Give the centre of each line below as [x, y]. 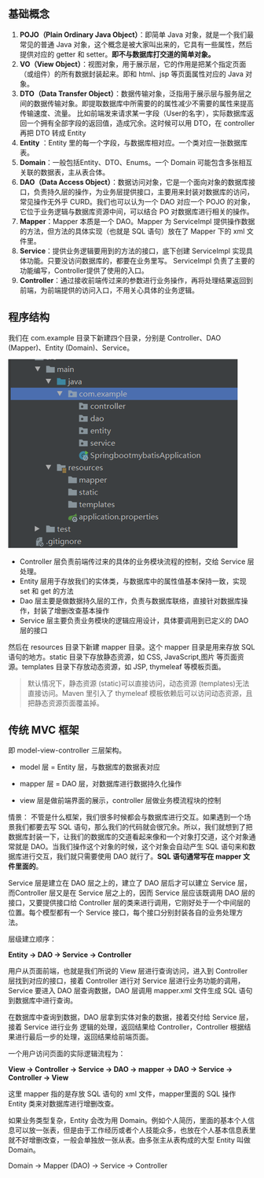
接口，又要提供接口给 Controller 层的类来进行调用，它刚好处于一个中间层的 [129, 903]
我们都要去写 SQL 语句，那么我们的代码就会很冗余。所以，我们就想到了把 [134, 827]
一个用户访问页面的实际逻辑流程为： [67, 1054]
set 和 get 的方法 [47, 591]
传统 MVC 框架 [44, 730]
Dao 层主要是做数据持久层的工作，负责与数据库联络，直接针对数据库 [130, 601]
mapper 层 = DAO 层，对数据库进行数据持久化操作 [101, 784]
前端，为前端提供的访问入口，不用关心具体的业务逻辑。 [109, 290]
